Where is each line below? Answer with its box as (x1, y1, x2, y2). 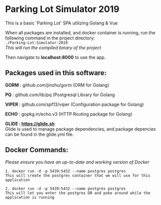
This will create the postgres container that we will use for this (5, 173, 151, 178)
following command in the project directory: (5, 35, 95, 41)
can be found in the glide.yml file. (5, 131, 74, 137)
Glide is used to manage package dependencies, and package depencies (5, 126, 156, 132)
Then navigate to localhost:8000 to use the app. (5, 54, 106, 60)
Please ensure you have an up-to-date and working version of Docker (5, 159, 150, 165)
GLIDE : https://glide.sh (5, 121, 55, 127)
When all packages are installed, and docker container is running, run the (5, 29, 156, 35)
